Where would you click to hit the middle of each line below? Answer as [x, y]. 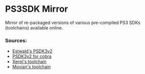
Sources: [16, 40]
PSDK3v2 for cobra [32, 56]
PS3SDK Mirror [37, 9]
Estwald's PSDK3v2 [32, 51]
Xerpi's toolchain [29, 62]
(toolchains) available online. [34, 27]
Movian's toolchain [31, 67]
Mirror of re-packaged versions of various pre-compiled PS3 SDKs [73, 23]
